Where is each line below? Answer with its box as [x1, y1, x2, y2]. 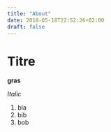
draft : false [7, 23, 45, 30]
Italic [7, 90, 22, 98]
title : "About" [7, 10, 52, 17]
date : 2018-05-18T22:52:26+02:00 [7, 17, 105, 24]
